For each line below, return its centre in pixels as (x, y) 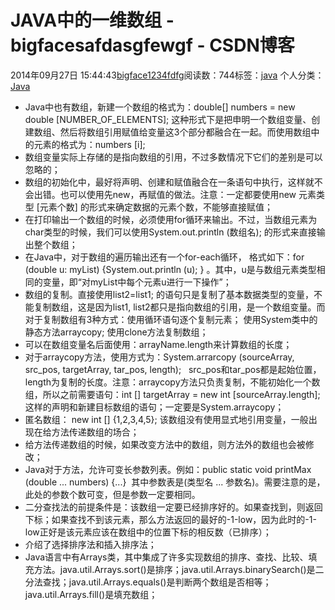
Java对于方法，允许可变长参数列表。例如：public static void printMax (168, 469)
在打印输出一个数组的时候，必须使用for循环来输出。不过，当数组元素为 (171, 219)
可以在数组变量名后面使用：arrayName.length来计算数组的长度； (158, 344)
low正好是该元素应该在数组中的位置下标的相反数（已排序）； (148, 532)
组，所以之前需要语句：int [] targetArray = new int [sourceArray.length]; (172, 394)
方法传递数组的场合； (95, 432)
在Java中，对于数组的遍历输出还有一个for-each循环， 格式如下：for (164, 257)
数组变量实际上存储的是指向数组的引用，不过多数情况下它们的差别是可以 (173, 157)
